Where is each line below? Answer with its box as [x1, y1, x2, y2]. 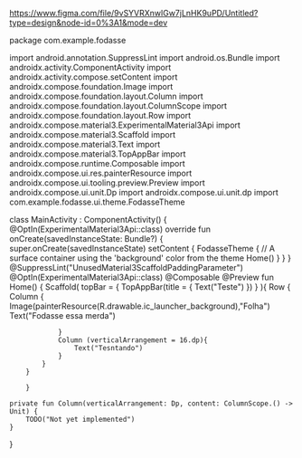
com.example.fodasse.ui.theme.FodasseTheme [9, 196, 185, 207]
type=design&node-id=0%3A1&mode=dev [9, 17, 168, 28]
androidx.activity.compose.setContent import [9, 72, 178, 82]
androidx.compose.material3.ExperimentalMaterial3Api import [9, 119, 241, 130]
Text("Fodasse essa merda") [9, 310, 116, 320]
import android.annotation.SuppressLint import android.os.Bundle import [9, 52, 280, 62]
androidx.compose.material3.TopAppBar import [9, 148, 186, 159]
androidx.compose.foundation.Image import [9, 81, 174, 91]
